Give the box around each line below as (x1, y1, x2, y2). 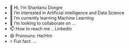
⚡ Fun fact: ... (9, 38, 37, 44)
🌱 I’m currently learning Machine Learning (9, 15, 94, 21)
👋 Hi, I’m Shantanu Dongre (9, 5, 63, 10)
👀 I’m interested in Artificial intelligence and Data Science (9, 10, 125, 16)
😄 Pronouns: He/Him (9, 33, 53, 39)
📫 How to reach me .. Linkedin (9, 26, 72, 31)
